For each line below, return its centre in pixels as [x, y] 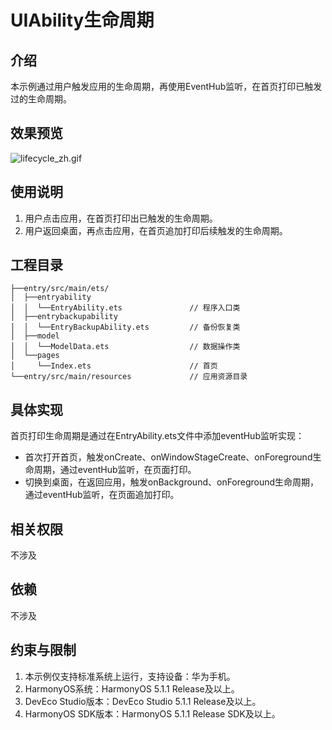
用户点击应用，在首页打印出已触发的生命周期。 [121, 218]
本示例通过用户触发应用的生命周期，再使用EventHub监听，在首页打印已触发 [166, 86]
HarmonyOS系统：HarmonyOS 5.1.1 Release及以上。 [132, 688]
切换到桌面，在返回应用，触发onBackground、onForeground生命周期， [172, 482]
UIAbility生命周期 [82, 20]
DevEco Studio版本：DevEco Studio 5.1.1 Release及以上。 [143, 701]
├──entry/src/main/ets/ [60, 289]
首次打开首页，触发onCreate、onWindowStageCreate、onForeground [168, 457]
